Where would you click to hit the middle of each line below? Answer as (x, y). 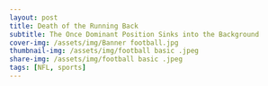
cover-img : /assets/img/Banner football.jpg (94, 43)
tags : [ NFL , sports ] (48, 68)
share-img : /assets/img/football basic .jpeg (96, 59)
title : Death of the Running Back (74, 26)
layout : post (34, 17)
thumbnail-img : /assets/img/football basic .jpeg (104, 51)
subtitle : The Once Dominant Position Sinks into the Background (134, 34)
